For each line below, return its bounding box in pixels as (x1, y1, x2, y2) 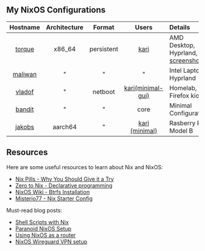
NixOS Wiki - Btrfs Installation (15, 188, 90, 195)
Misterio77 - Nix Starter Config (15, 195, 93, 202)
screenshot (169, 56, 202, 65)
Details (169, 23, 190, 31)
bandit (15, 105, 34, 114)
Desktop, (169, 41, 195, 49)
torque (15, 45, 35, 53)
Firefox (169, 91, 190, 100)
